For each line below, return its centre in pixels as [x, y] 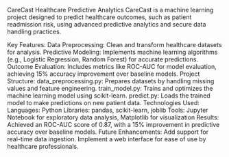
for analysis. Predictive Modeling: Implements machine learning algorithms [112, 52]
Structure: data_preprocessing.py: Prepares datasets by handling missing [111, 81]
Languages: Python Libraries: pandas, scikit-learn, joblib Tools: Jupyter [108, 110]
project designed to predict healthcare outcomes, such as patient [99, 17]
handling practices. [34, 31]
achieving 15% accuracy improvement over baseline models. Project [104, 74]
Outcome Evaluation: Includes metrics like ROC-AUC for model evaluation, [112, 67]
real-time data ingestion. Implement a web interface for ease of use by [107, 139]
